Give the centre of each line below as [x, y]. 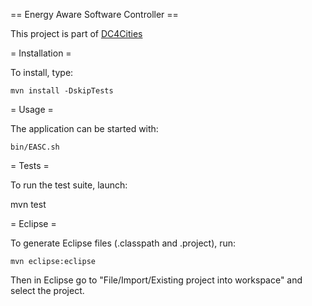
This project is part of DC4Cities [76, 33]
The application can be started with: [84, 128]
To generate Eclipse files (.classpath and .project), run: [123, 243]
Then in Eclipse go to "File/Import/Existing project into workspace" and [156, 280]
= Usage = [32, 109]
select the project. [47, 290]
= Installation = [41, 53]
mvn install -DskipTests [62, 91]
